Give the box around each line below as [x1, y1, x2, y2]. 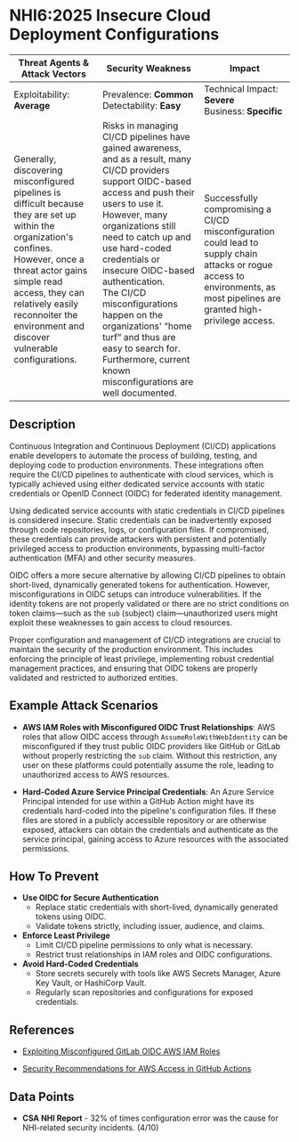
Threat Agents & [18, 56, 90, 69]
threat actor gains [13, 264, 88, 276]
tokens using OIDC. [35, 911, 107, 922]
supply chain [204, 247, 258, 259]
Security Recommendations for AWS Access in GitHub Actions [21, 1064, 252, 1074]
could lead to [204, 236, 259, 249]
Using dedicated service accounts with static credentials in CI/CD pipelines [9, 505, 286, 516]
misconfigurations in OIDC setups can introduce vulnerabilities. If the [9, 589, 262, 600]
